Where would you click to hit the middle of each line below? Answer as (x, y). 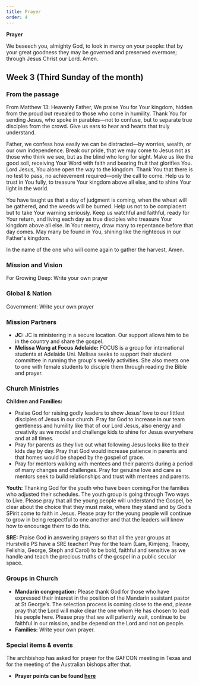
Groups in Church (32, 578)
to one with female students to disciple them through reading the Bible (101, 367)
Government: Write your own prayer (50, 306)
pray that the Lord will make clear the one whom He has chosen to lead (102, 610)
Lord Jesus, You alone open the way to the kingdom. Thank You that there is (99, 169)
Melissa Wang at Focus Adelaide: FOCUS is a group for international (99, 348)
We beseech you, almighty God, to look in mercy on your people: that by (94, 46)
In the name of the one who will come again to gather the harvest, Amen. (95, 250)
